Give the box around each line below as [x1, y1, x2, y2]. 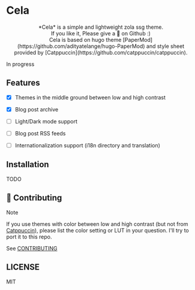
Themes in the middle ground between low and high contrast [14, 93, 166, 101]
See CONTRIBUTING [6, 244, 58, 252]
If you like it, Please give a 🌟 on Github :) [50, 29, 151, 37]
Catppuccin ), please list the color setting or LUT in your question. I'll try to [6, 226, 189, 234]
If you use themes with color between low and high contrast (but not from [6, 220, 188, 228]
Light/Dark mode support [14, 117, 78, 125]
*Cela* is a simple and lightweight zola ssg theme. [38, 23, 164, 31]
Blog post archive [14, 105, 59, 113]
